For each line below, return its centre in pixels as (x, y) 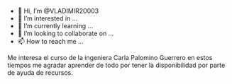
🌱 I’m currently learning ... (55, 26)
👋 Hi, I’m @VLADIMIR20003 (58, 11)
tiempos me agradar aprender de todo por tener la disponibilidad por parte (116, 65)
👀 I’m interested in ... (48, 18)
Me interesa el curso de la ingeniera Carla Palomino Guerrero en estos (110, 58)
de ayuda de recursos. (40, 73)
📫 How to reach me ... (50, 41)
